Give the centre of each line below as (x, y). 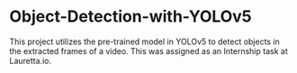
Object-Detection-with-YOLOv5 (130, 17)
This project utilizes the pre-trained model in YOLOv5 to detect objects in (145, 41)
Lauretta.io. (31, 60)
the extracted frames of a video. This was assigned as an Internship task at (148, 50)
